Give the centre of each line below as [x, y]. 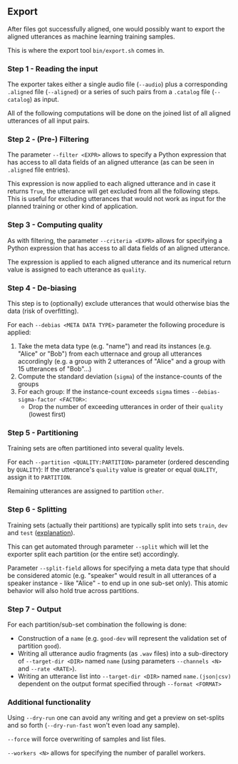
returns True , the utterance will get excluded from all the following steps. [114, 191]
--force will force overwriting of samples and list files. [87, 739]
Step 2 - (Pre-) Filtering [48, 140]
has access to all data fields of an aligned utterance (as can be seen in [111, 162]
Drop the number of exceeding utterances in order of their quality [125, 407]
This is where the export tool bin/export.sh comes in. [86, 50]
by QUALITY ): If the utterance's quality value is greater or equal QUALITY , [113, 470]
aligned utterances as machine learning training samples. [91, 36]
